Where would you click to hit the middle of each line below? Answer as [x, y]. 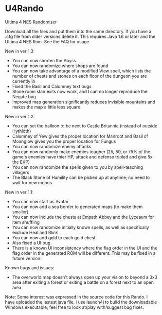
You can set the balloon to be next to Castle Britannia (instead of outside [85, 126]
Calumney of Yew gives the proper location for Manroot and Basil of [80, 136]
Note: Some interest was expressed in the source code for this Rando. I [76, 297]
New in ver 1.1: [19, 192]
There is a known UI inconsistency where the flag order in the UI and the [85, 248]
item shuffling [26, 222]
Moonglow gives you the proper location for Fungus [64, 141]
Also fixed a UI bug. [32, 243]
